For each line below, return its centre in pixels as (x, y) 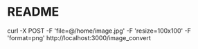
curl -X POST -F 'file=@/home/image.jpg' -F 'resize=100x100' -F (99, 31)
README (33, 12)
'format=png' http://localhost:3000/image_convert (79, 37)
